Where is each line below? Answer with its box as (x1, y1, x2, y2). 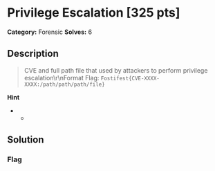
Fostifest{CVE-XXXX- (100, 75, 160, 82)
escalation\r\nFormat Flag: (24, 73, 100, 82)
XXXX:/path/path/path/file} (24, 81, 105, 88)
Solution (7, 134, 44, 146)
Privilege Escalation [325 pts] (7, 5, 180, 21)
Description (7, 48, 59, 60)
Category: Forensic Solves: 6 (7, 28, 92, 36)
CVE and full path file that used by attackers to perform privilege (24, 66, 208, 74)
